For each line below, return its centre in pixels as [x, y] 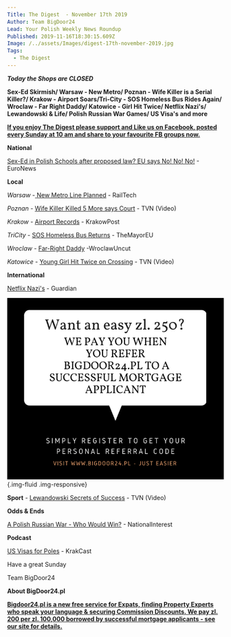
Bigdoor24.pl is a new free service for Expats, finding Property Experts [111, 605]
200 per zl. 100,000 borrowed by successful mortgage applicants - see [111, 619]
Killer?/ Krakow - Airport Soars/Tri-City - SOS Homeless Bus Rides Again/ [114, 99]
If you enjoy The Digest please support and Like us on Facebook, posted [112, 127]
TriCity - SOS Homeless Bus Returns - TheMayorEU [80, 235]
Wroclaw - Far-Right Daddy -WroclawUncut [69, 248]
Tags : [15, 51]
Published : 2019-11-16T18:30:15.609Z [61, 36]
